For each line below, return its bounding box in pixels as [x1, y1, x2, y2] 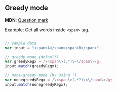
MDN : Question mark [5, 17, 49, 23]
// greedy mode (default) [5, 54, 59, 59]
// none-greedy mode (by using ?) [5, 73, 77, 78]
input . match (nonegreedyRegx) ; [5, 82, 68, 87]
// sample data [5, 41, 37, 46]
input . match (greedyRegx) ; [5, 64, 59, 69]
